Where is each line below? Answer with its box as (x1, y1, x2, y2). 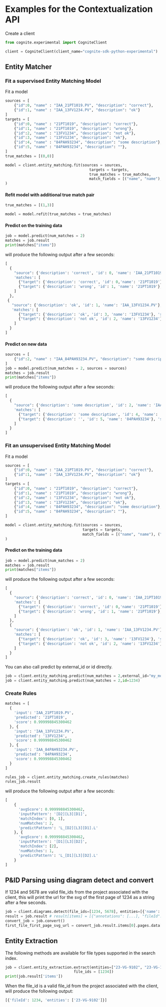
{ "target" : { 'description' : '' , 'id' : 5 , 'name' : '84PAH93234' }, (18, 416, 156, 422)
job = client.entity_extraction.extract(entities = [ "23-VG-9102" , (5, 965, 142, 970)
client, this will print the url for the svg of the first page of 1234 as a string (5, 895, 155, 900)
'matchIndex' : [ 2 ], (18, 844, 58, 849)
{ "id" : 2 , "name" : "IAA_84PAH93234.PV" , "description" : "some (14, 356, 145, 361)
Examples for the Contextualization (5, 3, 153, 15)
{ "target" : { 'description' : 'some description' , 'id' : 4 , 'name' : (18, 412, 158, 417)
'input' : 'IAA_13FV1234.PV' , (14, 728, 74, 734)
